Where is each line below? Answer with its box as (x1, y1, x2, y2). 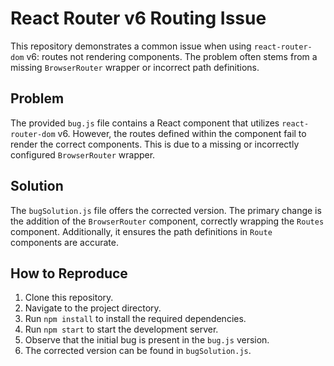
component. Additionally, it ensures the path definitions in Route (10, 225, 273, 237)
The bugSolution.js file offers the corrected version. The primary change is (10, 204, 322, 216)
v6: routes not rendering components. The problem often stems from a (26, 50, 318, 62)
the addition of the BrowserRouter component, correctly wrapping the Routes (10, 215, 325, 227)
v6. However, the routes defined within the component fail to (57, 127, 307, 139)
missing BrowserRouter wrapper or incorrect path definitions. (10, 61, 260, 73)
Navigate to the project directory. (24, 302, 162, 314)
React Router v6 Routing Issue (10, 7, 267, 30)
